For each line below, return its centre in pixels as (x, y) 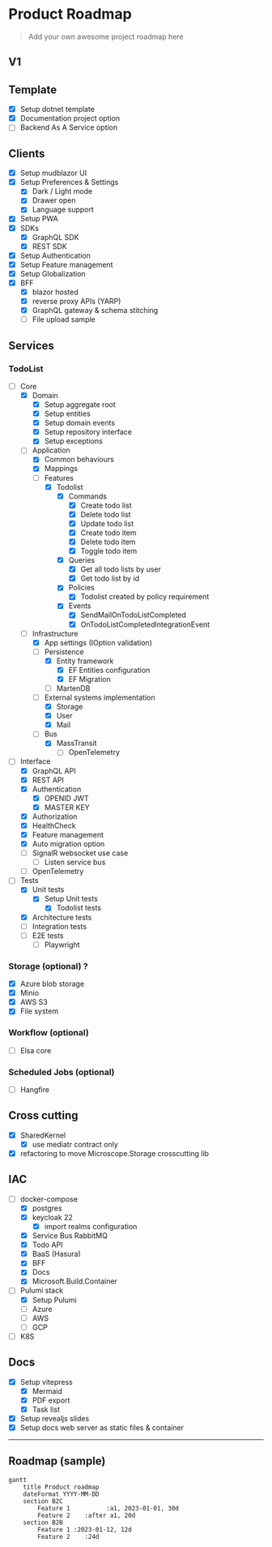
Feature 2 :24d (68, 1536)
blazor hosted (55, 292)
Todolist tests (79, 908)
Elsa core (36, 1050)
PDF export (51, 1400)
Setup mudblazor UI (53, 173)
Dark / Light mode (62, 191)
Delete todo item (108, 542)
